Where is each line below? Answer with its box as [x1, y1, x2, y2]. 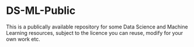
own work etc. [6, 35, 41, 42]
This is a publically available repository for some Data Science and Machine [6, 23, 188, 30]
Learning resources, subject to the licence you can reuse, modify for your [6, 29, 183, 36]
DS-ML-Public [6, 4, 76, 17]
